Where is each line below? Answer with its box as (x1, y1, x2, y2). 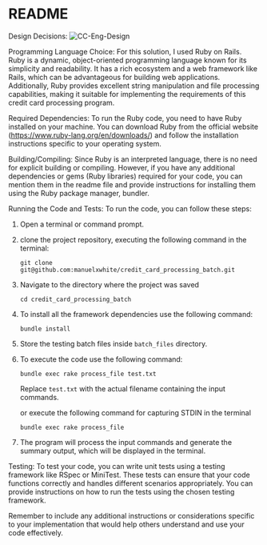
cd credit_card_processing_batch (19, 295, 132, 303)
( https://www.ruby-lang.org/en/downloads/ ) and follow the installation (8, 130, 239, 140)
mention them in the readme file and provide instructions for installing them (8, 179, 256, 189)
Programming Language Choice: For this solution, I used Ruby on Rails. (8, 46, 242, 56)
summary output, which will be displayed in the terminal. (19, 446, 206, 455)
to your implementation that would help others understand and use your (8, 519, 245, 529)
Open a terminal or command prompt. (19, 219, 145, 229)
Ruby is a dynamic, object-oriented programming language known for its (8, 55, 247, 65)
